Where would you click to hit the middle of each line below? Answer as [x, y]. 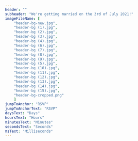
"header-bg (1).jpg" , [35, 28]
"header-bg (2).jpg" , [35, 32]
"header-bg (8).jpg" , [35, 55]
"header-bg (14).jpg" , [37, 86]
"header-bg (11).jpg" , [37, 73]
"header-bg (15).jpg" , [37, 91]
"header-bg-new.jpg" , [35, 23]
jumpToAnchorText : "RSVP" [31, 109]
